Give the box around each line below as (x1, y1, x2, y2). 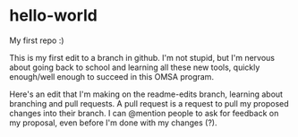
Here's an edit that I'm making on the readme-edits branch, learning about (9, 89, 284, 99)
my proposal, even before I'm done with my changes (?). (9, 117, 217, 128)
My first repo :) (9, 35, 64, 46)
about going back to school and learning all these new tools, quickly (9, 62, 260, 73)
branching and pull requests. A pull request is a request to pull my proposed (9, 98, 289, 108)
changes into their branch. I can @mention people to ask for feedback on (9, 107, 279, 118)
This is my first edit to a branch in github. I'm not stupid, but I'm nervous (9, 52, 276, 63)
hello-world (9, 5, 98, 26)
